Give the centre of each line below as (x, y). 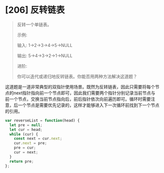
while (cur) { (24, 134)
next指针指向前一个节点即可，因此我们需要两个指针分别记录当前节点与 (84, 93)
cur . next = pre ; (31, 143)
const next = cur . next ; (38, 139)
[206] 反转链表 (35, 10)
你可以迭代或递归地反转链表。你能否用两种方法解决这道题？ (77, 76)
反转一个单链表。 (34, 24)
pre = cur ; (25, 148)
